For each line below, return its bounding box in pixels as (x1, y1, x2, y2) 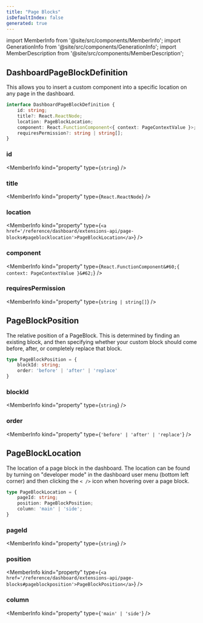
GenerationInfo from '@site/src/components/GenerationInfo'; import (6, 43, 177, 50)
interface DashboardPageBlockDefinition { (6, 102, 115, 108)
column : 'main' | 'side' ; (17, 506, 83, 512)
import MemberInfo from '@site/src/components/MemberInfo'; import (6, 37, 181, 44)
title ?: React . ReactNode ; (17, 113, 83, 119)
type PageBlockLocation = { (6, 489, 78, 495)
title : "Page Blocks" (6, 9, 61, 15)
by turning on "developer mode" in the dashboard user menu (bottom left (6, 470, 189, 478)
